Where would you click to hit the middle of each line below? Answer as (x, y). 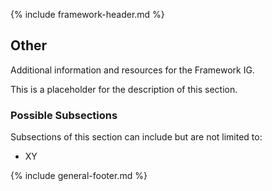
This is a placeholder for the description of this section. (124, 89)
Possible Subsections (64, 115)
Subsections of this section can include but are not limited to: (136, 137)
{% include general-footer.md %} (79, 176)
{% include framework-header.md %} (87, 14)
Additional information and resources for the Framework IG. (132, 70)
